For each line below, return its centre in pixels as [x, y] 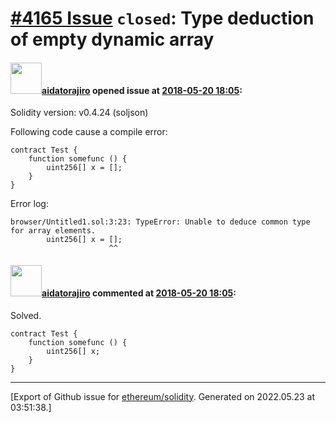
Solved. [26, 315]
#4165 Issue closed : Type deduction [162, 18]
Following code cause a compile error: [89, 132]
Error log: [29, 204]
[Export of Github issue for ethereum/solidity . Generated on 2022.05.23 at [163, 396]
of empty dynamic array [112, 39]
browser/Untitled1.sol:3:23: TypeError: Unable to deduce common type [160, 222]
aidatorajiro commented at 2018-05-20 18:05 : [139, 293]
